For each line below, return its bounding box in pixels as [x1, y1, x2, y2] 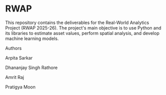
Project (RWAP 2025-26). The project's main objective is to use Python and [5, 24, 162, 30]
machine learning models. [5, 35, 59, 41]
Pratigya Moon [5, 83, 36, 90]
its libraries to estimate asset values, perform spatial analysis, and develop [5, 30, 159, 36]
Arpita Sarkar [5, 54, 33, 60]
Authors [5, 45, 22, 51]
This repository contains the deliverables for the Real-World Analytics [5, 19, 149, 25]
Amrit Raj [5, 74, 24, 80]
